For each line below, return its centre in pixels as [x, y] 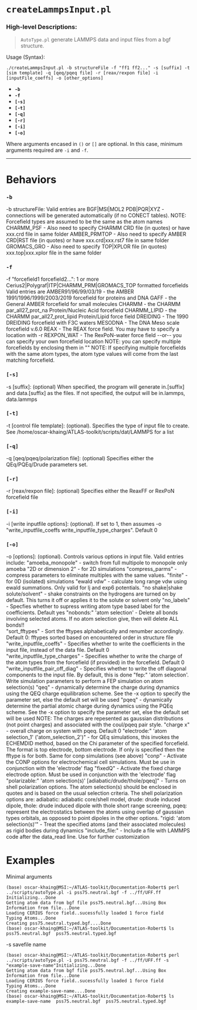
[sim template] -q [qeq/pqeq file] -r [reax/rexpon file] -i [82, 73]
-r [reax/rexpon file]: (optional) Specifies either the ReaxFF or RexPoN [90, 491]
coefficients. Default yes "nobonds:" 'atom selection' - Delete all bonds [92, 613]
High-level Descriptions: [42, 27]
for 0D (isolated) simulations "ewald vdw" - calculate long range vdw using [97, 581]
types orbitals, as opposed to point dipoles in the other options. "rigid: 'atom [98, 818]
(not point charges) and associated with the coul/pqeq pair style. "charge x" [98, 725]
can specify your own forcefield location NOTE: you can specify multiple [94, 342]
